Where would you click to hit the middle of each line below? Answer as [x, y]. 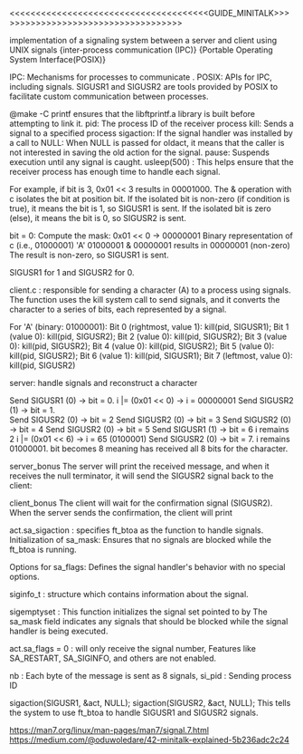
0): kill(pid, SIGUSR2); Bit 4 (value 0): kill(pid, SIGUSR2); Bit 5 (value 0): [142, 346]
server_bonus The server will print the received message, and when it [139, 466]
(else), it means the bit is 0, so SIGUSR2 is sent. [98, 218]
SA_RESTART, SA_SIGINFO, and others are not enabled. [113, 658]
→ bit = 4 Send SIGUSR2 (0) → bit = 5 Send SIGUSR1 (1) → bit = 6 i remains [149, 429]
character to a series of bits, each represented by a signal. [118, 309]
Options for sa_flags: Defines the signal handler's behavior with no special [147, 567]
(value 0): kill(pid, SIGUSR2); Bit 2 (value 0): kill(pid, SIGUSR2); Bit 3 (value [148, 336]
